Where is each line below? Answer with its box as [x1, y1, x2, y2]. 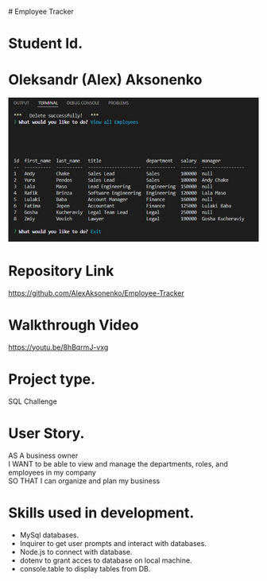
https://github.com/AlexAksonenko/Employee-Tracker [8, 288, 185, 297]
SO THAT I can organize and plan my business [8, 476, 161, 486]
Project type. [8, 370, 96, 388]
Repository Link [8, 262, 114, 281]
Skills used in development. [8, 504, 195, 521]
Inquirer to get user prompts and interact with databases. [19, 538, 207, 548]
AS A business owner [8, 451, 79, 460]
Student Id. [8, 35, 83, 52]
